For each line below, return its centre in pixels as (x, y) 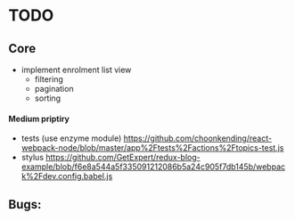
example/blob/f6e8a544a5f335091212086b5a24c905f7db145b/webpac (153, 167)
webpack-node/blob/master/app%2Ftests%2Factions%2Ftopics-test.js (152, 148)
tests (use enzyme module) (71, 138)
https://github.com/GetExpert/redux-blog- (123, 158)
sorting (48, 98)
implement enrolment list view (76, 70)
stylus (33, 158)
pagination (54, 89)
